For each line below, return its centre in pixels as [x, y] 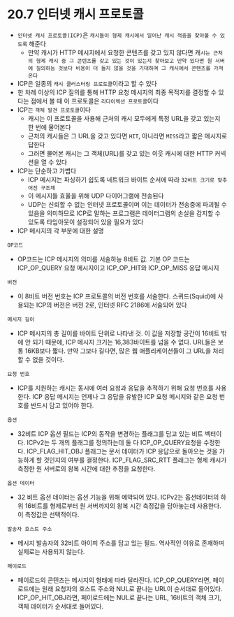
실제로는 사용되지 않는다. [51, 551]
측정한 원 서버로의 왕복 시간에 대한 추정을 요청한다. [86, 468]
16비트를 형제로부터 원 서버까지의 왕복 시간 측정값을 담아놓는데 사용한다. [123, 506]
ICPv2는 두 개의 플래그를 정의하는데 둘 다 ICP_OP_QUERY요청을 [115, 442]
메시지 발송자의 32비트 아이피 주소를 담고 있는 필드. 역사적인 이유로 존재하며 [121, 543]
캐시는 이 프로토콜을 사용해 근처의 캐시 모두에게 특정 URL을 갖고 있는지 [124, 118]
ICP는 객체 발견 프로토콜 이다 [54, 110]
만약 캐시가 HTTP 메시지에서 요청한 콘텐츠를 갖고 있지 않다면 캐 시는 [119, 52]
